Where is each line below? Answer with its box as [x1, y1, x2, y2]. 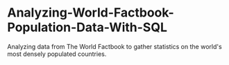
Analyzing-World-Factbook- [7, 5, 175, 21]
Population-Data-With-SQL [7, 19, 168, 35]
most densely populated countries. [7, 50, 107, 58]
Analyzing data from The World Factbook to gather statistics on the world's [7, 42, 222, 50]
